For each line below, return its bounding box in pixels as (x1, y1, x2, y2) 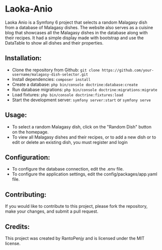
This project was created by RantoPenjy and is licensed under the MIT (5, 235, 145, 241)
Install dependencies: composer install (12, 76, 91, 82)
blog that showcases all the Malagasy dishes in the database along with (5, 30, 148, 35)
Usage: (5, 111, 28, 119)
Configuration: (5, 153, 50, 161)
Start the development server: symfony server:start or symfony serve (12, 97, 151, 103)
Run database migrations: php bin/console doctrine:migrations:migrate (12, 86, 158, 93)
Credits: (5, 222, 30, 231)
